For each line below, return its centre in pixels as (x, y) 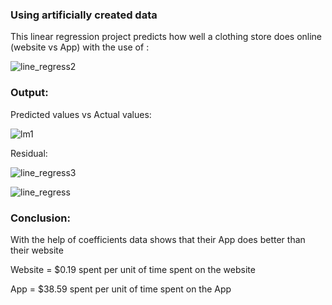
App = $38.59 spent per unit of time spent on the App (121, 289)
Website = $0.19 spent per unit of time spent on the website (133, 269)
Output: (29, 93)
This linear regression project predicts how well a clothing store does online (166, 37)
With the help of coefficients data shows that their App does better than (158, 239)
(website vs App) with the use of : (80, 47)
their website (37, 250)
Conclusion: (40, 218)
